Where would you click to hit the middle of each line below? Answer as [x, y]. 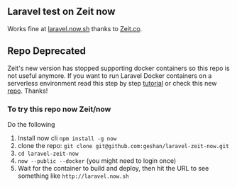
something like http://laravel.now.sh [73, 176]
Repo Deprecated [47, 51]
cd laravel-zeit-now [48, 154]
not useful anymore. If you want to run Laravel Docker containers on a [110, 75]
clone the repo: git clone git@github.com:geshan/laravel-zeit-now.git [123, 145]
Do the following [31, 124]
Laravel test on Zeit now [61, 12]
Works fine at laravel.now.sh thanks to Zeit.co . [75, 28]
